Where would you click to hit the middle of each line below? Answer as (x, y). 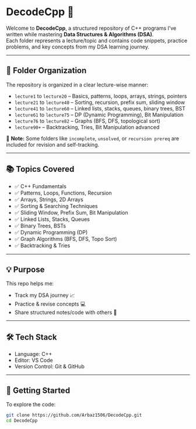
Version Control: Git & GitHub (49, 366)
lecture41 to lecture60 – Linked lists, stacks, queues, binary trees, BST (100, 108)
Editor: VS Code (34, 360)
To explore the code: (31, 404)
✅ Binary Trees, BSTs (40, 226)
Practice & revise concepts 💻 (50, 304)
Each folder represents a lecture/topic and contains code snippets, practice (97, 40)
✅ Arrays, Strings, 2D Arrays (49, 199)
